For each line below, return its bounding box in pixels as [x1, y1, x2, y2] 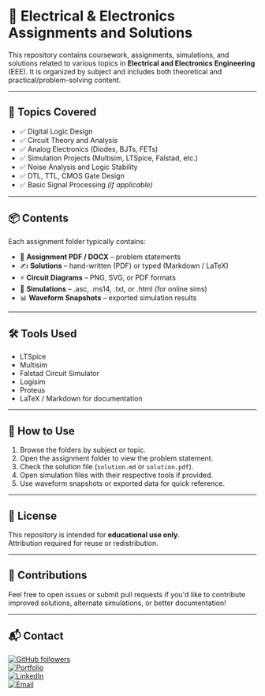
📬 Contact [8, 630, 64, 643]
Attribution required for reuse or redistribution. [8, 539, 159, 547]
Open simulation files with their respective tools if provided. [19, 470, 214, 480]
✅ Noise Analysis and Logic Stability [19, 162, 138, 171]
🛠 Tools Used [8, 327, 77, 340]
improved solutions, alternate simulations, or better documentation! [8, 598, 226, 608]
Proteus [19, 386, 46, 395]
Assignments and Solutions [8, 24, 193, 42]
